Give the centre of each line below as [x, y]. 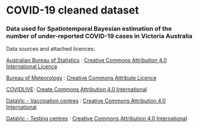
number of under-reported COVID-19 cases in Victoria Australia [99, 36]
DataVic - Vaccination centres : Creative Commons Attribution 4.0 [86, 101]
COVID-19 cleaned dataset [72, 10]
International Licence [32, 67]
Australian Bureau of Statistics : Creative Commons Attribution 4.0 [87, 60]
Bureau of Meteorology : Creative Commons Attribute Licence [81, 78]
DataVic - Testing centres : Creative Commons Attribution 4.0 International [97, 119]
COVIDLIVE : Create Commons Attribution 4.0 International [77, 90]
